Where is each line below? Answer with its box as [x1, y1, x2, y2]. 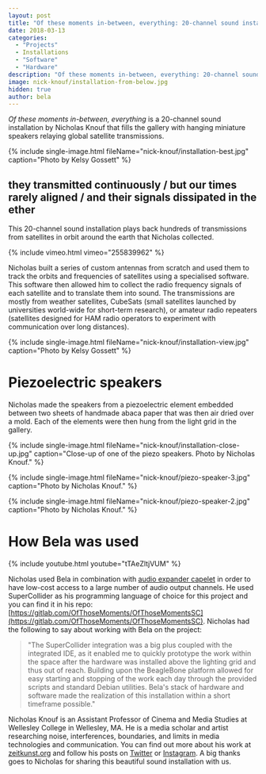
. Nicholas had [203, 616, 250, 626]
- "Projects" [15, 41, 59, 49]
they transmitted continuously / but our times [8, 178, 237, 191]
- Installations [15, 48, 69, 56]
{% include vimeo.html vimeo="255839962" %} [8, 247, 165, 258]
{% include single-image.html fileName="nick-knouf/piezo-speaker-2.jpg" [8, 496, 251, 506]
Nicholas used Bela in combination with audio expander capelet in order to [8, 574, 251, 584]
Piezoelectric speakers [8, 374, 162, 392]
